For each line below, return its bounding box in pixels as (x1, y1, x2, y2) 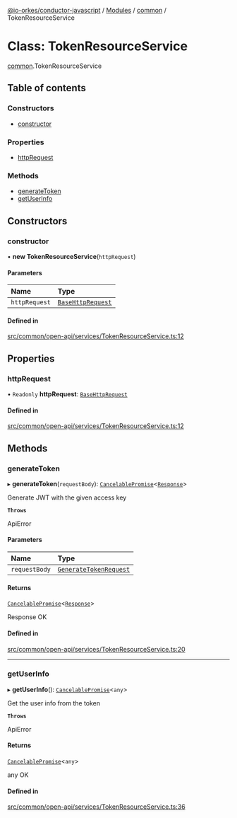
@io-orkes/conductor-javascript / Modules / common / (7, 6, 167, 14)
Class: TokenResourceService (7, 38, 188, 54)
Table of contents (7, 82, 86, 94)
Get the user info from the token (7, 698, 101, 707)
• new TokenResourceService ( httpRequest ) (7, 252, 136, 260)
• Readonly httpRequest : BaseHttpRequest (7, 390, 128, 398)
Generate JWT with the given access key (7, 493, 127, 502)
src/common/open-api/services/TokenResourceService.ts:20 (7, 645, 186, 653)
